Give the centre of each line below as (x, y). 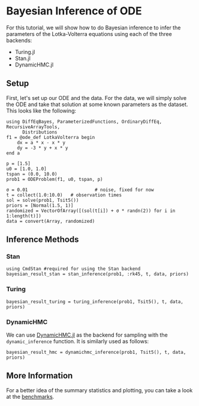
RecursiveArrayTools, (33, 127)
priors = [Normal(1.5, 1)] (40, 205)
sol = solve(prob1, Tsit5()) (43, 200)
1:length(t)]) (24, 216)
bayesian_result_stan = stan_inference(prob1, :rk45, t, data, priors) (97, 274)
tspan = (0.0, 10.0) (32, 174)
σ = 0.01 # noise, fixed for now (80, 190)
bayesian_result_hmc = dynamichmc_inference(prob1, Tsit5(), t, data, (96, 352)
